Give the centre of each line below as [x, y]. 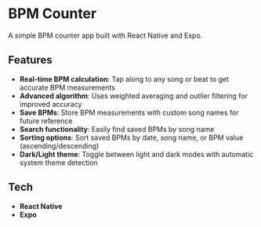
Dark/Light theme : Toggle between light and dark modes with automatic [136, 154]
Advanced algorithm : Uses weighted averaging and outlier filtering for [134, 96]
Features [30, 60]
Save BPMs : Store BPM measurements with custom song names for [129, 112]
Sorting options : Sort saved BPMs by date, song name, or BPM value [131, 137]
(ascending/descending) [59, 145]
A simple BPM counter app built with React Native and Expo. [105, 35]
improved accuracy [51, 104]
